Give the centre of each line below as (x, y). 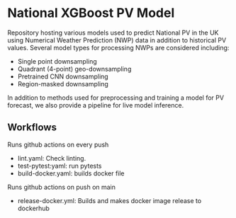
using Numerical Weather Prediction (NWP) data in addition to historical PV (117, 40)
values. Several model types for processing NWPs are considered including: (118, 47)
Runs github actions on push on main (61, 187)
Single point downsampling (57, 61)
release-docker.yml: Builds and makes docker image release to (109, 200)
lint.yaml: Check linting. (52, 158)
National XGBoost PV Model (91, 13)
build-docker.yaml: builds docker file (71, 173)
